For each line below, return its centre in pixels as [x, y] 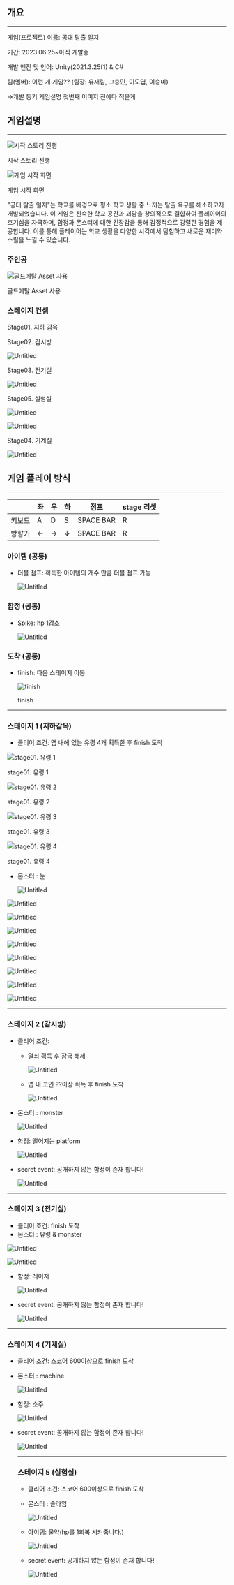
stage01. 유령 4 [29, 862]
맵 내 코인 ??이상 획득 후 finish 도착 [76, 1084]
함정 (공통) [24, 606]
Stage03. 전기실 [30, 370]
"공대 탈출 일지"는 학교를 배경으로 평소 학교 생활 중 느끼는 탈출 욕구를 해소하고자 [116, 205]
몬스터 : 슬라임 [47, 1504]
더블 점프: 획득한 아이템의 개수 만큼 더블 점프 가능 [84, 573]
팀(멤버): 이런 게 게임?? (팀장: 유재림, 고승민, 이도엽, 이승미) [88, 82]
